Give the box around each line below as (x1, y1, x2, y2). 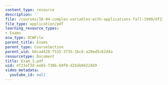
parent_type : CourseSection (5, 44, 64, 49)
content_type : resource (5, 7, 55, 12)
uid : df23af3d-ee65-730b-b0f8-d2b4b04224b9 (5, 63, 97, 68)
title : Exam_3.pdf (5, 58, 43, 63)
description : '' (5, 12, 39, 17)
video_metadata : (5, 68, 39, 73)
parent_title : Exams (5, 40, 48, 45)
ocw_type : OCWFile (5, 35, 43, 40)
